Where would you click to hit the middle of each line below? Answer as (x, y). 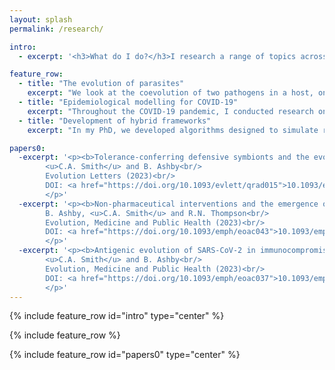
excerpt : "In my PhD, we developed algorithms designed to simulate (173, 130)
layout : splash (41, 19)
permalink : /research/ (56, 29)
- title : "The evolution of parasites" (101, 84)
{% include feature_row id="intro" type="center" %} (117, 316)
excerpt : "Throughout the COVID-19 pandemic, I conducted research (170, 111)
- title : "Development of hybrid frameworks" (115, 121)
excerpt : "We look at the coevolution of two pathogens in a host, (170, 93)
